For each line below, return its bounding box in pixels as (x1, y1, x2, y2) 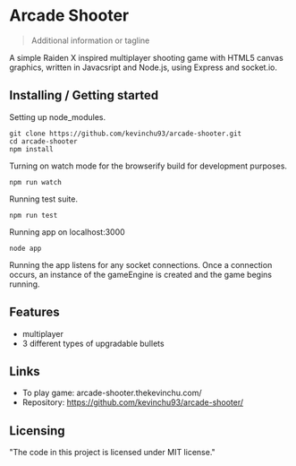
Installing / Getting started (9, 88, 159, 103)
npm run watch (9, 177, 63, 186)
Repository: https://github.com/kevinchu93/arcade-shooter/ (21, 397, 244, 408)
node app (9, 244, 42, 253)
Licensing (9, 423, 65, 438)
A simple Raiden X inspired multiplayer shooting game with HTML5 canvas (9, 52, 283, 63)
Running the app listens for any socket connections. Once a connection (9, 259, 273, 270)
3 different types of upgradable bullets (21, 338, 165, 349)
